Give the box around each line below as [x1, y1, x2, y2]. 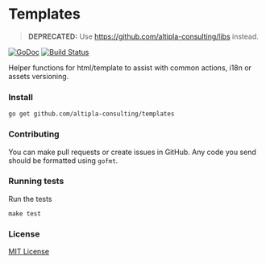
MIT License [8, 247, 50, 257]
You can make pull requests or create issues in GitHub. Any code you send [8, 147, 256, 157]
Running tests [8, 175, 64, 186]
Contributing [8, 128, 60, 140]
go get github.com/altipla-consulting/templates [8, 110, 175, 118]
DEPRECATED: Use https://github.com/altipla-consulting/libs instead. [27, 31, 260, 41]
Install [8, 91, 34, 103]
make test [8, 209, 42, 218]
